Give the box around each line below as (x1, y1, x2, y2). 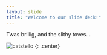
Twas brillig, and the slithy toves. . (6, 30, 91, 38)
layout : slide (6, 8, 42, 15)
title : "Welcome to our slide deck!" (6, 14, 102, 20)
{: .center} (34, 42, 60, 50)
